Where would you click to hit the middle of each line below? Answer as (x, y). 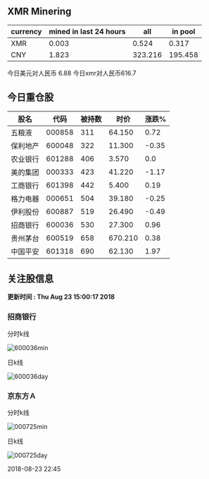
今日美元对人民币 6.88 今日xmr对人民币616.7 (72, 73)
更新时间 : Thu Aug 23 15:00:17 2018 (61, 297)
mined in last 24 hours (87, 31)
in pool (184, 31)
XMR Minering (39, 12)
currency (26, 31)
